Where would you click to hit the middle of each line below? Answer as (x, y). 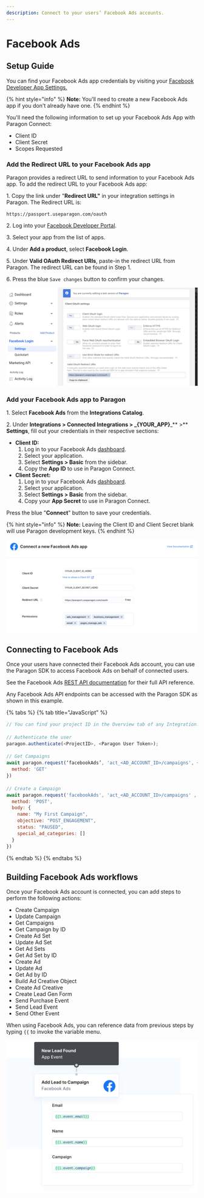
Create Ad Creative (39, 988)
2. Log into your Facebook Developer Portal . (62, 225)
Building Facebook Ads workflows (72, 877)
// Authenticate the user (39, 737)
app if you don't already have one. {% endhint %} (68, 105)
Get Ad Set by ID (36, 955)
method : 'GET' (29, 769)
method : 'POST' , (32, 801)
